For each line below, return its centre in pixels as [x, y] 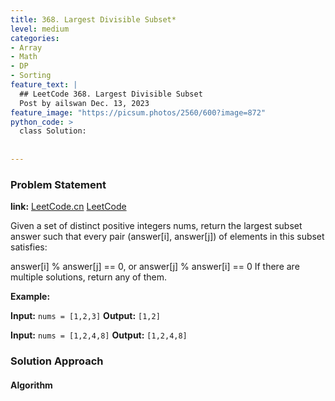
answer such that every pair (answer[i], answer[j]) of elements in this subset [167, 237]
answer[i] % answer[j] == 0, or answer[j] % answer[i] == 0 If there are [155, 267]
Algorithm [31, 385]
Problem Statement [58, 184]
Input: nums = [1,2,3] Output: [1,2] [85, 316]
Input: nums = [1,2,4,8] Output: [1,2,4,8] [99, 335]
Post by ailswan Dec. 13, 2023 [84, 103]
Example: [30, 297]
